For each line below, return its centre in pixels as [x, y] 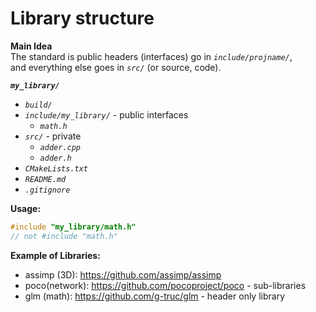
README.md [45, 179]
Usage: [26, 208]
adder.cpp [60, 147]
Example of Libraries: [55, 255]
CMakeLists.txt [56, 168]
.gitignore [47, 190]
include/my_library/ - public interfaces [106, 114]
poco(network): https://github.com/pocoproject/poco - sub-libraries [165, 285]
